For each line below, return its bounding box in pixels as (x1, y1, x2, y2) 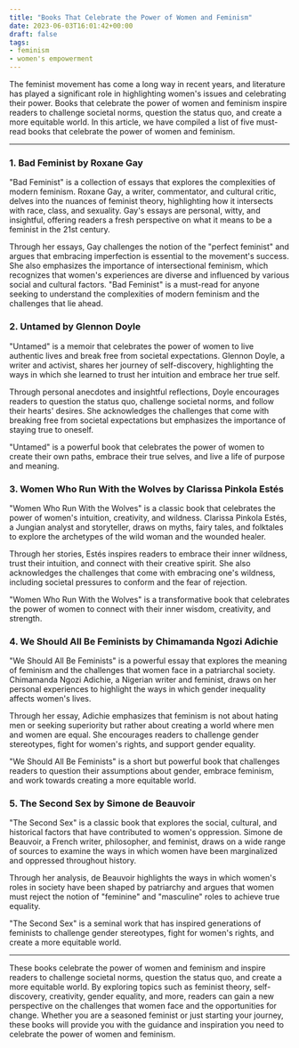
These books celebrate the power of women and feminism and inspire (9, 963, 266, 973)
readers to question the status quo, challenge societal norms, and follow (9, 395, 274, 406)
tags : (9, 37, 29, 47)
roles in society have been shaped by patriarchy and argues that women (9, 882, 274, 893)
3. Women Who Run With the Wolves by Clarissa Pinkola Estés (9, 483, 285, 495)
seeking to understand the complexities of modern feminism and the (9, 288, 260, 299)
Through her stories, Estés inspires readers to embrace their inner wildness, (9, 548, 287, 559)
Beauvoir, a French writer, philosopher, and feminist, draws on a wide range (9, 836, 287, 847)
